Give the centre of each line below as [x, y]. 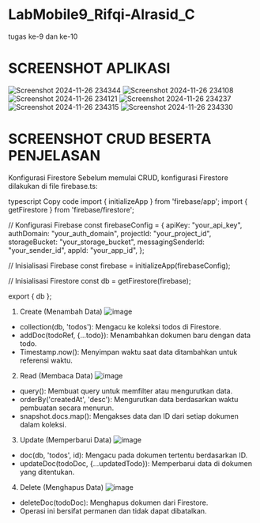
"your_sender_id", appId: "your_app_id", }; [76, 250]
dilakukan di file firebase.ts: [53, 186]
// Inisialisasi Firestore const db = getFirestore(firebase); [100, 280]
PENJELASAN [55, 156]
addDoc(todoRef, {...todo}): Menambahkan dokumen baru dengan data [135, 335]
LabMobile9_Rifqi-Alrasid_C [102, 15]
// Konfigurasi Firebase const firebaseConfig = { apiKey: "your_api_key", [125, 225]
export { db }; [30, 296]
